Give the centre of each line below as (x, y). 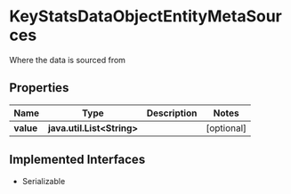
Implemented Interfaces (77, 160)
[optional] (226, 128)
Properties (39, 88)
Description (172, 113)
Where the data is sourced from (68, 60)
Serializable (44, 181)
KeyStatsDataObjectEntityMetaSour (146, 16)
